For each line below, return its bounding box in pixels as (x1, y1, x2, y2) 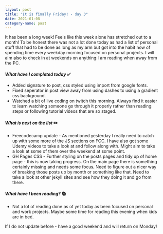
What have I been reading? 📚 (5, 191, 67, 197)
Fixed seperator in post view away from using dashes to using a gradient (12, 87, 158, 93)
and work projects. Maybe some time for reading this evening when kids (12, 209, 157, 214)
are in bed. (12, 213, 34, 220)
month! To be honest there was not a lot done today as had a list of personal (5, 40, 158, 45)
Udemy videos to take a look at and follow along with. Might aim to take (12, 143, 156, 149)
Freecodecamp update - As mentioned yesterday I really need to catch (12, 132, 154, 138)
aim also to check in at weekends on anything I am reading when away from (5, 55, 157, 61)
